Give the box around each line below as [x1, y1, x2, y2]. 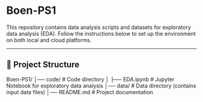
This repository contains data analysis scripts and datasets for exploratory [6, 24, 192, 31]
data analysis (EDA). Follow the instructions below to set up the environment [6, 30, 196, 37]
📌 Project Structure [6, 60, 80, 70]
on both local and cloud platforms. [6, 36, 92, 43]
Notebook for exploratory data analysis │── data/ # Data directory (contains [6, 82, 196, 89]
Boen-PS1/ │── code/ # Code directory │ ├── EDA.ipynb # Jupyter [6, 75, 175, 83]
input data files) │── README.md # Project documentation [6, 88, 153, 95]
